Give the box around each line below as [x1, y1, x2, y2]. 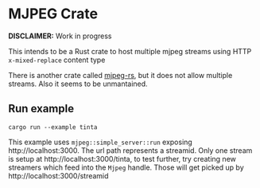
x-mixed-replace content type [8, 55, 106, 65]
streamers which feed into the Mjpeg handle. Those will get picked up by [8, 163, 244, 172]
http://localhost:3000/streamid [8, 170, 109, 180]
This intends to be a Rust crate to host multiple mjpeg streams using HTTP [8, 46, 252, 56]
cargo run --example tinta [8, 123, 98, 131]
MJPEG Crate [8, 5, 98, 23]
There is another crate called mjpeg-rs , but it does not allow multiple [8, 70, 233, 80]
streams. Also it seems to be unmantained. [8, 79, 149, 88]
